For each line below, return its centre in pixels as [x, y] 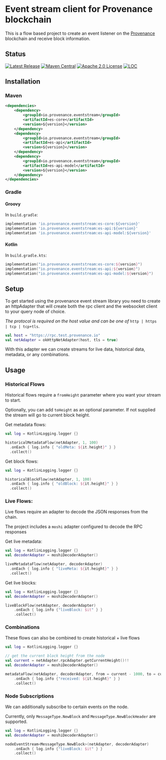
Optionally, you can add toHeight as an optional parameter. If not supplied [80, 410]
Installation [23, 82]
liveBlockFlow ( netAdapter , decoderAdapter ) [51, 605]
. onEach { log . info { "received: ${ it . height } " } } [67, 678]
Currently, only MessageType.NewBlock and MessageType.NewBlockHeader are [81, 716]
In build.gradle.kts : [26, 255]
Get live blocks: [21, 582]
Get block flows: [22, 461]
